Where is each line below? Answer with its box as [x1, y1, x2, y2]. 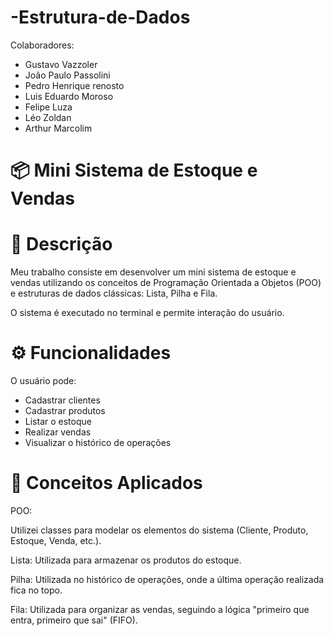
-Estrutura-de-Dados [10, 6, 191, 29]
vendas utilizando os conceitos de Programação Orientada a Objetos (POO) [10, 277, 322, 289]
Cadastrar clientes [24, 394, 101, 406]
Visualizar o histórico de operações [24, 437, 172, 448]
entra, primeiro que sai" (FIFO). [10, 614, 138, 626]
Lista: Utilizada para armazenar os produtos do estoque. [10, 554, 242, 566]
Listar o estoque [24, 416, 92, 427]
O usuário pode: [10, 375, 77, 386]
